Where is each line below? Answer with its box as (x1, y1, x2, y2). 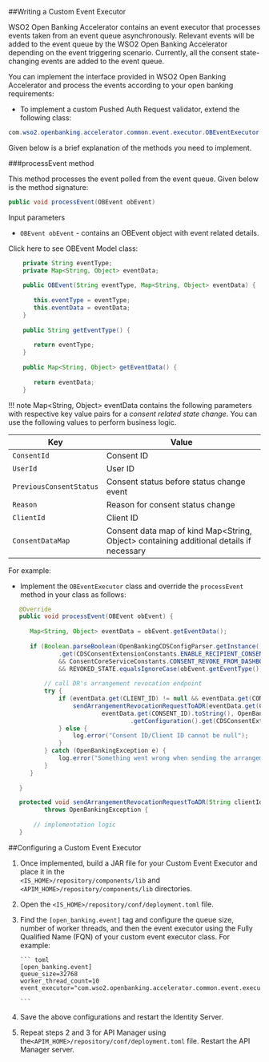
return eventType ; (33, 341, 94, 349)
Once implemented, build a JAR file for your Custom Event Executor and (19, 858, 258, 868)
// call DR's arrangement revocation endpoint (43, 680, 203, 688)
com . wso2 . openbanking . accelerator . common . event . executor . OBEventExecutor (8, 128, 260, 136)
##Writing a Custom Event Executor (8, 7, 126, 16)
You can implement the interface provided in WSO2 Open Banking (8, 72, 227, 81)
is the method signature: (8, 182, 89, 192)
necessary (106, 545, 147, 556)
